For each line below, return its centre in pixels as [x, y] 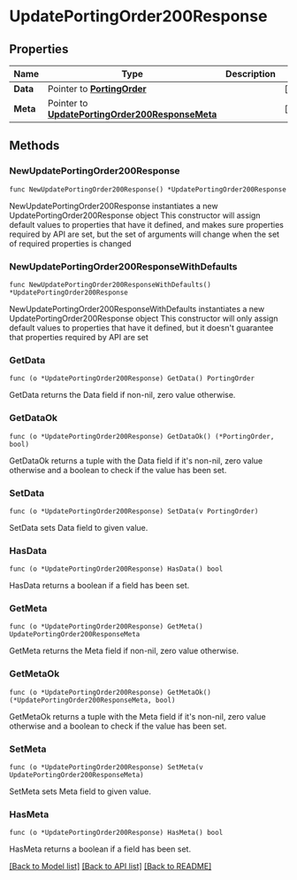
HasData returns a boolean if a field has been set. [99, 586]
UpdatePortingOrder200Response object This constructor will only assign [144, 318]
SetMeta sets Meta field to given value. [80, 791]
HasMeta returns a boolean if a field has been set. [100, 849]
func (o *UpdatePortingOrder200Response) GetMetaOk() [110, 692]
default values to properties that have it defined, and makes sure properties [147, 224]
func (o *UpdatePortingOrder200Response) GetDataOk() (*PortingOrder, [142, 436]
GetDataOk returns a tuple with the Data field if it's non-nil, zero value [136, 460]
